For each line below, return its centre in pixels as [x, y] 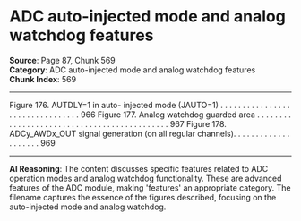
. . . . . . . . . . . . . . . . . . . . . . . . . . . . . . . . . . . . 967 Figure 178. [118, 123]
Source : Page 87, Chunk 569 [63, 60]
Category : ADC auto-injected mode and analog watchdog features [133, 70]
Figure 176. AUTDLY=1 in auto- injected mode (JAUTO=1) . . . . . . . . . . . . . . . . [150, 105]
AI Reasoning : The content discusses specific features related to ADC [139, 168]
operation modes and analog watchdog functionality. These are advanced [146, 178]
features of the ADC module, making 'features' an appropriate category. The [150, 187]
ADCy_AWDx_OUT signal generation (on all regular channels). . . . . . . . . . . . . [150, 133]
